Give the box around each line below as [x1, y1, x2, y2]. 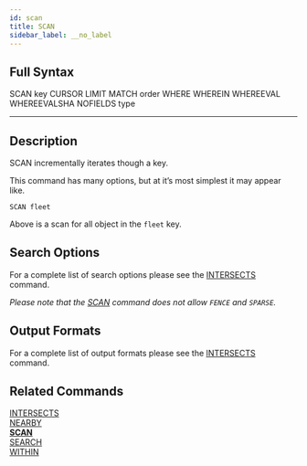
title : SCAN [9, 22, 55, 31]
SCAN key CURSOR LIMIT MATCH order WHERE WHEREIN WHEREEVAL [9, 89, 281, 100]
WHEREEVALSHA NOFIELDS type [9, 98, 135, 110]
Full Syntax [9, 64, 75, 79]
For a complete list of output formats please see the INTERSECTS [9, 347, 256, 358]
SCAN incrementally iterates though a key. [9, 157, 169, 168]
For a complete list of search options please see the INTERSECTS [9, 269, 257, 280]
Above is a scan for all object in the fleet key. [9, 218, 182, 229]
